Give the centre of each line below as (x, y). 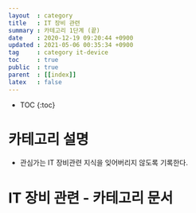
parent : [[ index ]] (43, 75)
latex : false (35, 82)
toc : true (33, 60)
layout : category (41, 15)
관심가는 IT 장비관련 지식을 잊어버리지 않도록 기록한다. (104, 163)
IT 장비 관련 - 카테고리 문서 (91, 198)
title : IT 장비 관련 (45, 23)
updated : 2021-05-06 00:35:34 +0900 (71, 45)
